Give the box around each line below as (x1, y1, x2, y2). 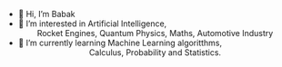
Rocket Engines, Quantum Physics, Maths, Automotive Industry (36, 28, 274, 38)
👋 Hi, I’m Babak (17, 9, 76, 19)
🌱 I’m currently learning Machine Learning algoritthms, (17, 37, 223, 48)
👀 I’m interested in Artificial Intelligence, (17, 18, 167, 29)
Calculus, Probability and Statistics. (88, 47, 221, 58)
